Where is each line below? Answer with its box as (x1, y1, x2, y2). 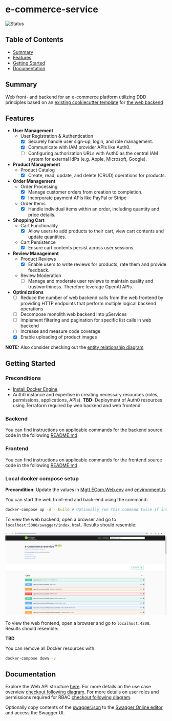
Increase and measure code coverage (20, 328, 101, 334)
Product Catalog (20, 166, 55, 173)
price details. (28, 211, 56, 218)
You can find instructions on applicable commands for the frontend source (5, 457, 163, 463)
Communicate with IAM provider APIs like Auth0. (28, 144, 131, 151)
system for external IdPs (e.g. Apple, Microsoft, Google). (28, 156, 147, 162)
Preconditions (5, 374, 41, 381)
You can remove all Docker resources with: (5, 645, 96, 651)
